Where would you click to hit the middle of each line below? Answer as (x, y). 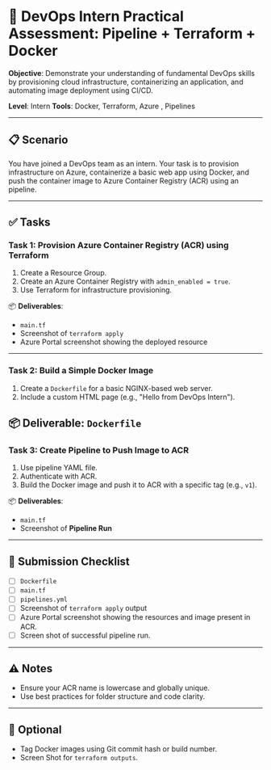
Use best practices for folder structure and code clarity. (113, 696)
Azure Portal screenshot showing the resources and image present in (135, 617)
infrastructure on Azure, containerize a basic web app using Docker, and (129, 172)
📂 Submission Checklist (69, 561)
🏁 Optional (35, 729)
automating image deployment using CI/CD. (81, 90)
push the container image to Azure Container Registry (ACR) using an (124, 180)
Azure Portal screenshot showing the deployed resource (114, 342)
